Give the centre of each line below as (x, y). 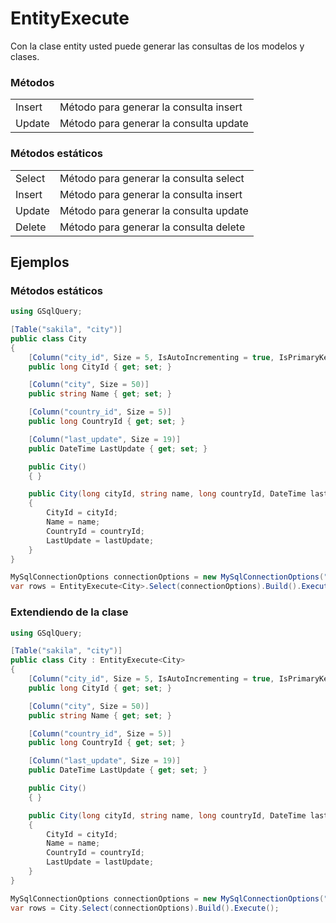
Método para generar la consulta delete (152, 227)
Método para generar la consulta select (152, 178)
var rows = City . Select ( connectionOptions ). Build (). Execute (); (145, 908)
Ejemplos (40, 262)
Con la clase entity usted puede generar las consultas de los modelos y (157, 46)
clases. (25, 56)
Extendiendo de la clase (69, 612)
